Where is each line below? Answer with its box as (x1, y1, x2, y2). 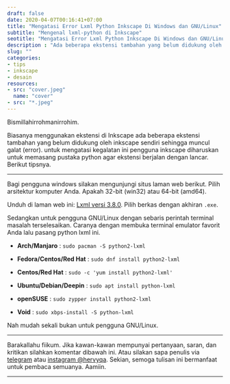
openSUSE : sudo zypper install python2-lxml (16, 294, 152, 303)
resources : (7, 80, 38, 87)
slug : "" (7, 49, 32, 55)
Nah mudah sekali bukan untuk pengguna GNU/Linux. (7, 321, 159, 329)
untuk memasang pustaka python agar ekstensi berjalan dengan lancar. (7, 153, 209, 161)
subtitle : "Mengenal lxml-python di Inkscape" (7, 29, 142, 36)
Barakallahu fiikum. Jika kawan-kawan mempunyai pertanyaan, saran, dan (7, 340, 217, 349)
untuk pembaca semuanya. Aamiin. (7, 362, 107, 370)
